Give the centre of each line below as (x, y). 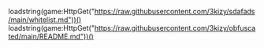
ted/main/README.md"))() (51, 36)
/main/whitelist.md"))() (45, 20)
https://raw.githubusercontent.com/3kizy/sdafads (175, 11)
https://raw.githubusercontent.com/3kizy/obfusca (175, 28)
